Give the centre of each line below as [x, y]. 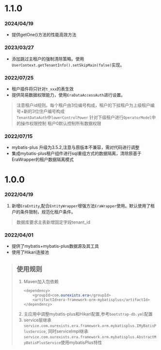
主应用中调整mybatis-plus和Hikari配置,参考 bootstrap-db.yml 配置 [88, 314]
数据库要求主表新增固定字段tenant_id [53, 222]
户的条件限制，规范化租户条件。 [43, 212]
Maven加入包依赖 [41, 281]
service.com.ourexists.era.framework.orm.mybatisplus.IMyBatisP [90, 326]
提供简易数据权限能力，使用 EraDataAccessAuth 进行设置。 [68, 95]
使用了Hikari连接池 [30, 252]
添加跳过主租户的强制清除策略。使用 [48, 59]
